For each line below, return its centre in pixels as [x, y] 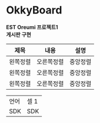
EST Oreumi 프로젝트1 [32, 27]
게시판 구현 [19, 34]
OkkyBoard [34, 10]
